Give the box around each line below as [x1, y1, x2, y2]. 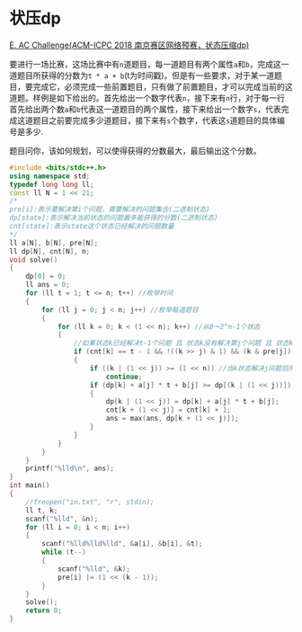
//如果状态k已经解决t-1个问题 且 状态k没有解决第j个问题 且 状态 [73, 339, 289, 348]
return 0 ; [25, 606, 63, 616]
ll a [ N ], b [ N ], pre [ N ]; [9, 238, 99, 247]
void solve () [9, 255, 58, 264]
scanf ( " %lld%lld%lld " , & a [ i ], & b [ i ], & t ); [41, 539, 203, 548]
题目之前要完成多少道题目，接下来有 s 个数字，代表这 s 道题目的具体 [32, 114, 278, 126]
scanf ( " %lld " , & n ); [25, 514, 99, 523]
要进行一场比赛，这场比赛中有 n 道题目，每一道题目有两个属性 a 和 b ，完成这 [9, 58, 281, 69]
